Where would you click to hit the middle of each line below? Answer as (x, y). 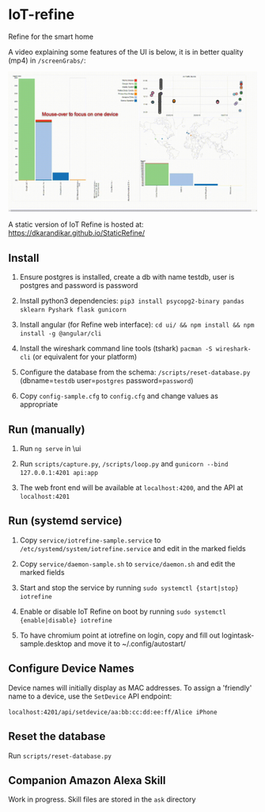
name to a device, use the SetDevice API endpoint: (90, 696)
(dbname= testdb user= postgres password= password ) (106, 381)
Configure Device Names (71, 669)
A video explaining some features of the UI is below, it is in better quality (126, 52)
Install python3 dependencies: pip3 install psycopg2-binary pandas (132, 301)
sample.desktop (46, 643)
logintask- (238, 635)
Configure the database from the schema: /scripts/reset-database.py (135, 372)
